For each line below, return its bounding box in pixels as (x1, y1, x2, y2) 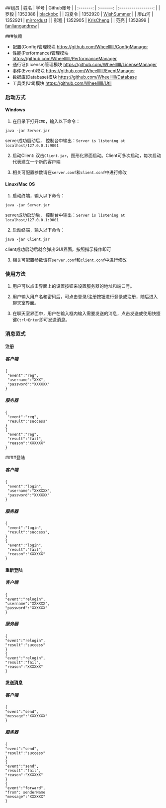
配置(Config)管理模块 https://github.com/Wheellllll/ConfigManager (12, 44, 148, 49)
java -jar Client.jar (5, 237, 50, 242)
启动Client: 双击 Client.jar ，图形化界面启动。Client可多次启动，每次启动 (12, 153, 162, 159)
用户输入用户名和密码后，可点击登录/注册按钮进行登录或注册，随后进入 (12, 294, 158, 300)
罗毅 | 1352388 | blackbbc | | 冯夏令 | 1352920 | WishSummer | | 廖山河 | (5, 11, 154, 17)
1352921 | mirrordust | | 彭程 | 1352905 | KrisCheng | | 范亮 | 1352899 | (5, 17, 149, 23)
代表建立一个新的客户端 (12, 159, 61, 165)
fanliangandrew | (5, 23, 40, 29)
